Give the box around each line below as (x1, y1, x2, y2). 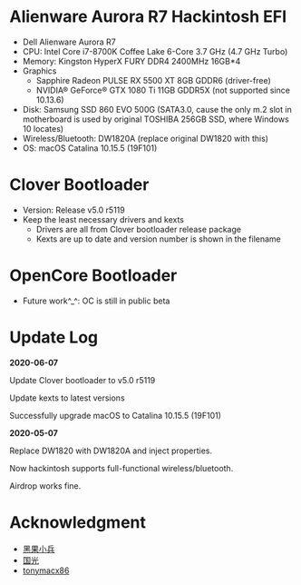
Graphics (22, 65, 57, 76)
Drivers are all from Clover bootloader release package (35, 223, 242, 234)
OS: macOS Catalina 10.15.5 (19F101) (22, 143, 158, 154)
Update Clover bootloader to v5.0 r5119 (9, 374, 156, 385)
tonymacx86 (22, 565, 70, 576)
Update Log (9, 327, 99, 347)
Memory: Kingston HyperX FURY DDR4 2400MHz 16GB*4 (22, 55, 241, 66)
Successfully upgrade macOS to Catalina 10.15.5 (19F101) (9, 410, 222, 421)
